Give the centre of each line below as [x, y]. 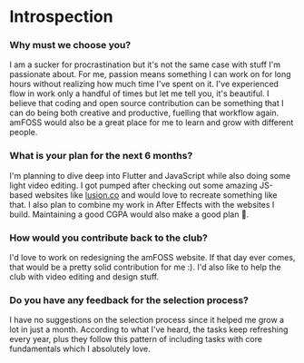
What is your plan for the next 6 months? [101, 156]
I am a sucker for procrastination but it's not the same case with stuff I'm [145, 64]
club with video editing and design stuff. [84, 277]
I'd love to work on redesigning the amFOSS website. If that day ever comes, [152, 258]
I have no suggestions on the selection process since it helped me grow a [147, 320]
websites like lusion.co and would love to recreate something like [156, 195]
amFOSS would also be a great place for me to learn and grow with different [152, 123]
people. [24, 132]
